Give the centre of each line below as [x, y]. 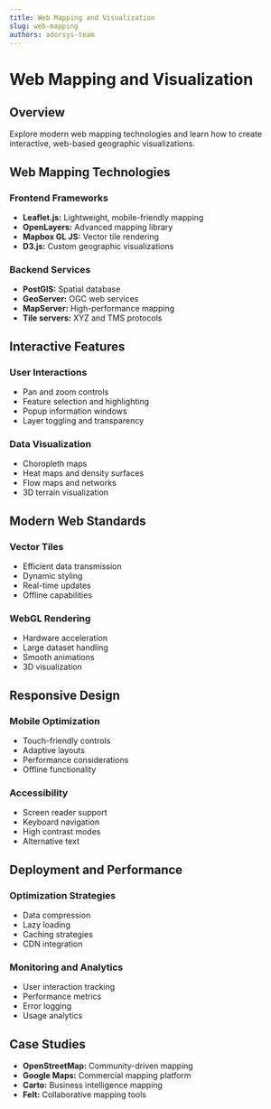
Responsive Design [65, 695]
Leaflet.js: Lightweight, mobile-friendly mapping [113, 218]
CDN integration [52, 944]
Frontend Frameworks [59, 198]
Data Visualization [51, 443]
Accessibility [39, 793]
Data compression [56, 915]
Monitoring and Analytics [66, 967]
